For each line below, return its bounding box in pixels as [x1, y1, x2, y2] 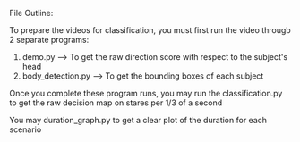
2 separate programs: [9, 35, 90, 45]
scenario [9, 124, 42, 135]
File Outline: [9, 8, 54, 18]
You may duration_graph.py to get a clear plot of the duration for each [9, 115, 267, 125]
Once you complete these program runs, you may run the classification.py [9, 88, 283, 98]
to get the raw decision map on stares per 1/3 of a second [9, 97, 223, 108]
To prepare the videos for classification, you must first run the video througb [9, 25, 291, 35]
